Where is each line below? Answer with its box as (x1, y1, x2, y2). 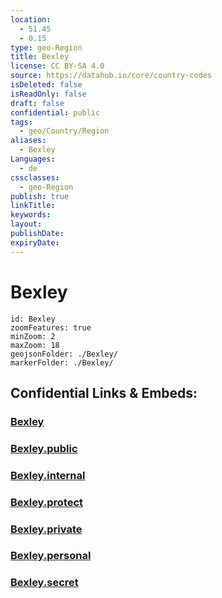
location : (10, 14, 52, 25)
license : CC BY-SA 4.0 (10, 61, 105, 71)
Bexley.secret (10, 576, 79, 590)
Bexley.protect (10, 495, 84, 509)
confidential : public (10, 107, 101, 118)
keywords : (10, 210, 52, 220)
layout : (10, 219, 43, 230)
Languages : (10, 154, 56, 164)
